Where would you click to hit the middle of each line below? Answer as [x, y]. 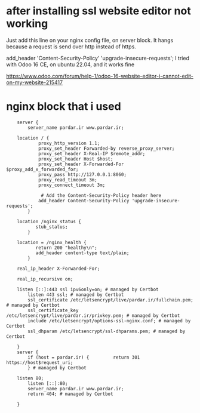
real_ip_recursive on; [45, 279]
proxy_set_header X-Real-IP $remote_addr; [92, 153]
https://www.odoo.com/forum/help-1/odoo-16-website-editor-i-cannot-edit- [100, 76]
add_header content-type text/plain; [82, 253]
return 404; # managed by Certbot [70, 394]
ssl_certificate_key [53, 310]
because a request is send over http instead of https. [71, 47]
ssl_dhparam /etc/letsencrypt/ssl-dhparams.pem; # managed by [107, 331]
